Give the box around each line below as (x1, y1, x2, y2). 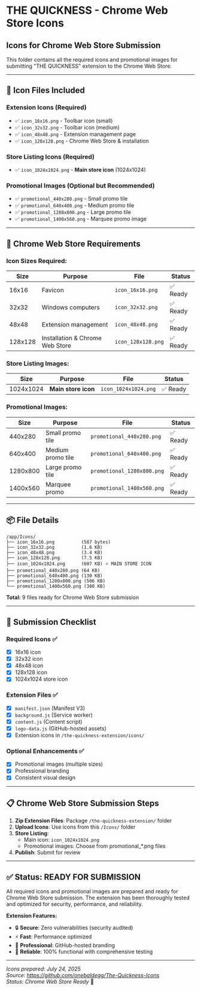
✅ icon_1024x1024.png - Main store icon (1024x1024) (14, 166, 147, 173)
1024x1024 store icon (14, 675, 68, 683)
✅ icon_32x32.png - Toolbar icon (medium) (14, 123, 120, 131)
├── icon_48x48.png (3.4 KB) (6, 549, 103, 556)
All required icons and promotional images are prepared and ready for (6, 888, 178, 895)
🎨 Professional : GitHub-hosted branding (14, 942, 115, 949)
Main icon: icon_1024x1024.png (23, 836, 100, 844)
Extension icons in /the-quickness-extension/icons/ (14, 732, 145, 739)
